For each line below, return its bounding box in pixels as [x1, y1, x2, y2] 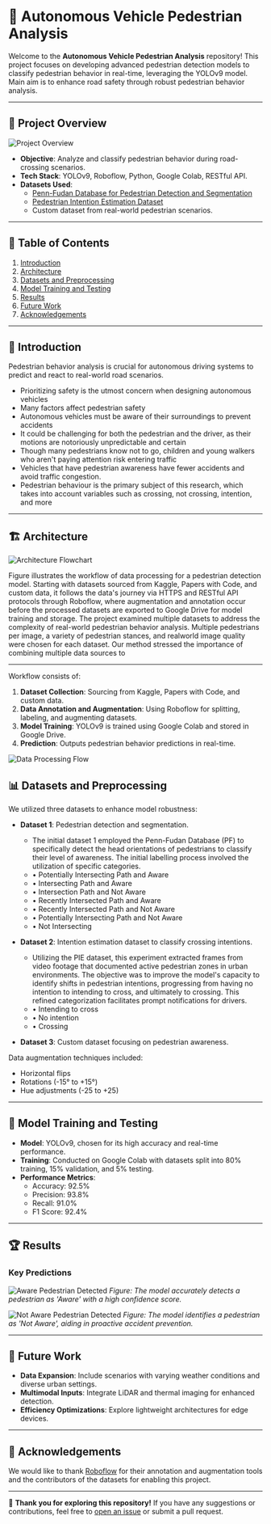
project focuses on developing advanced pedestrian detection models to [8, 60, 250, 70]
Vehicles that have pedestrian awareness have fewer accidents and [19, 463, 244, 473]
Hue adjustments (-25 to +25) [19, 1086, 119, 1095]
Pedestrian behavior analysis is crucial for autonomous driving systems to [8, 361, 254, 371]
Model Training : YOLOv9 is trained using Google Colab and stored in [19, 721, 249, 731]
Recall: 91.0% [31, 1198, 77, 1208]
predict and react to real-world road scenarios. [8, 370, 164, 380]
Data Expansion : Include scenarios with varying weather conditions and [19, 1370, 261, 1381]
